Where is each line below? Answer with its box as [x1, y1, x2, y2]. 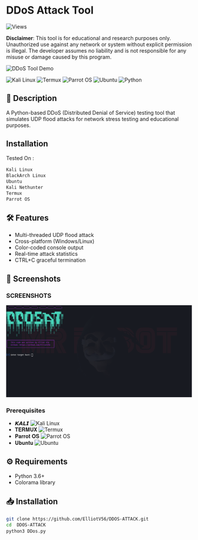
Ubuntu [6, 178, 22, 184]
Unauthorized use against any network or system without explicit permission [6, 41, 192, 48]
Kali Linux [6, 167, 33, 173]
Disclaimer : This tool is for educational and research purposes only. [6, 34, 171, 41]
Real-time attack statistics [14, 251, 78, 258]
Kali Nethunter [6, 184, 44, 190]
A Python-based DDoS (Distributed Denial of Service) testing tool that [6, 109, 176, 116]
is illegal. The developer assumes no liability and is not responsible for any [6, 47, 187, 54]
